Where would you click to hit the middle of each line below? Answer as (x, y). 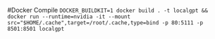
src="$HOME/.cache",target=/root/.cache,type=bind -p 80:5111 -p (105, 23)
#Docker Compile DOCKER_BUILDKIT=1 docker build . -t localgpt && (107, 10)
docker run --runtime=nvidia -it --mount (69, 17)
